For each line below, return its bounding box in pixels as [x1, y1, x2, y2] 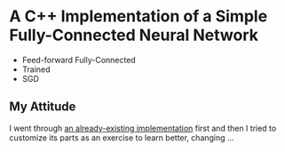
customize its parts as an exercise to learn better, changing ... [9, 132, 234, 143]
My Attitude [9, 100, 76, 115]
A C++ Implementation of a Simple [9, 6, 268, 27]
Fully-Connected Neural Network [9, 25, 259, 45]
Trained [21, 64, 51, 75]
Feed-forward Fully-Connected [21, 54, 136, 65]
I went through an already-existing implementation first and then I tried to [9, 123, 277, 133]
